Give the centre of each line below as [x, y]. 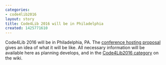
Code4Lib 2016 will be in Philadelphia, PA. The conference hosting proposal [83, 42]
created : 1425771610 [27, 28]
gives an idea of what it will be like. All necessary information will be [75, 48]
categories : [17, 10]
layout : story [20, 19]
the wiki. [14, 58]
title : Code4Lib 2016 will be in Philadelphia [54, 24]
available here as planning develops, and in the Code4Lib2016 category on [82, 53]
